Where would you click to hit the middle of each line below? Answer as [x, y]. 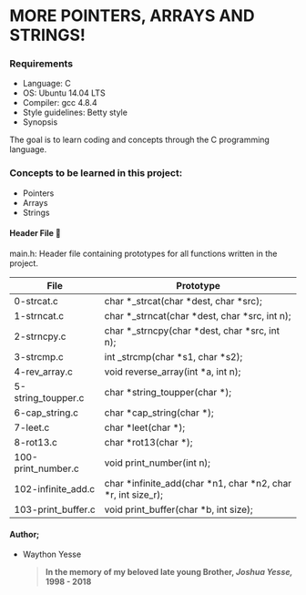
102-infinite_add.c [55, 488]
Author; [25, 534]
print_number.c [46, 468]
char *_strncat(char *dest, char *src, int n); [198, 315]
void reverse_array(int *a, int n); [173, 372]
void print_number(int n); [158, 463]
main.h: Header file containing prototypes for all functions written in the [143, 253]
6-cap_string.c [46, 413]
